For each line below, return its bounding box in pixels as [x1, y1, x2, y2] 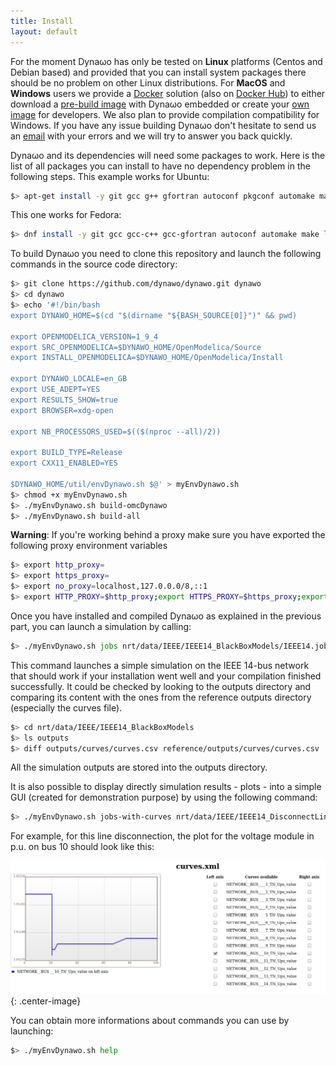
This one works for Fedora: [10, 209, 122, 221]
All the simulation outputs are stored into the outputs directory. [10, 761, 268, 774]
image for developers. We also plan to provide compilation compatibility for [10, 108, 320, 120]
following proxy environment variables [10, 540, 168, 552]
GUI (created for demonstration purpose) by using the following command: [10, 791, 318, 804]
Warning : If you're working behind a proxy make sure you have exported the [10, 529, 326, 541]
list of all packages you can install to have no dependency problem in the [10, 160, 311, 172]
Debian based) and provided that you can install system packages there [10, 66, 307, 78]
